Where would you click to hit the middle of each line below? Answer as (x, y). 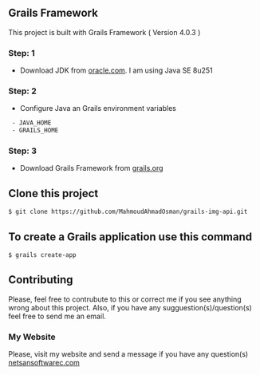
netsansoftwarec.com (44, 362)
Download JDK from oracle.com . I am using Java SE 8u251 (116, 70)
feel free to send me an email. (57, 316)
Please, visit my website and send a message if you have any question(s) (128, 353)
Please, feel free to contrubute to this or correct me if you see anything (125, 299)
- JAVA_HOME (32, 123)
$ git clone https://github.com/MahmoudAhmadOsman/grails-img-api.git (128, 212)
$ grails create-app (43, 255)
